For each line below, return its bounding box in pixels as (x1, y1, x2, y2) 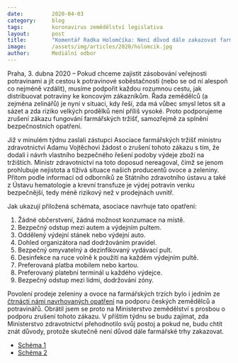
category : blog (7, 17, 65, 24)
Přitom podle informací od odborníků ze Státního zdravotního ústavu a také (7, 173, 227, 181)
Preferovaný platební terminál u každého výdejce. (17, 268, 163, 277)
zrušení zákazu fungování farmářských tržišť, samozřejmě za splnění (7, 114, 208, 122)
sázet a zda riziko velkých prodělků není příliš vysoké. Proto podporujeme (7, 107, 223, 115)
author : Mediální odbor (7, 50, 97, 57)
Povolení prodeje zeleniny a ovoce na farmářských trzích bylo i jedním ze (7, 289, 220, 298)
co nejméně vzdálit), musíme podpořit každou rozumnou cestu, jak (7, 84, 202, 93)
